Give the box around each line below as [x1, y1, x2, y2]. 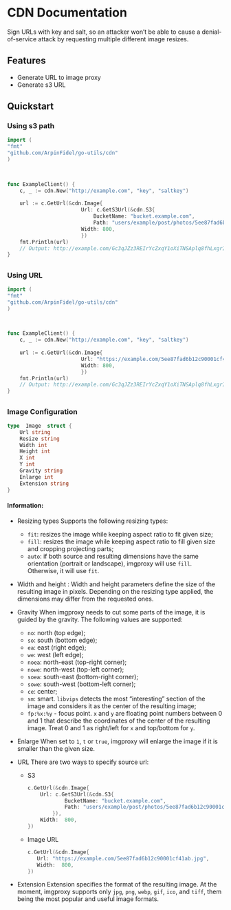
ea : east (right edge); [27, 643, 87, 652]
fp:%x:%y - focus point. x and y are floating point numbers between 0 [27, 709, 223, 717]
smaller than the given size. [16, 744, 95, 752]
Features [7, 55, 46, 67]
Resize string [19, 435, 60, 442]
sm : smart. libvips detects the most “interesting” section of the [27, 694, 206, 703]
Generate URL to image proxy [16, 73, 101, 81]
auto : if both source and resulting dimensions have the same [27, 552, 199, 560]
